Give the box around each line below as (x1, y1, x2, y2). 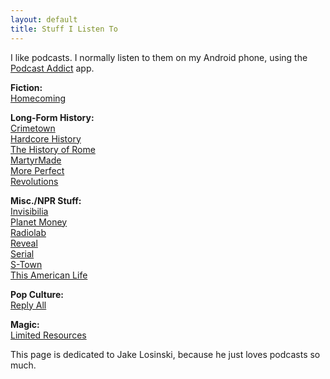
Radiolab (10, 226, 47, 238)
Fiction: (10, 81, 43, 93)
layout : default (10, 14, 78, 25)
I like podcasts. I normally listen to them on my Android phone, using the (10, 51, 308, 63)
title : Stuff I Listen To (10, 24, 118, 34)
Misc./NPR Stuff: (10, 194, 82, 206)
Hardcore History (10, 132, 82, 145)
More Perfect (10, 164, 65, 176)
